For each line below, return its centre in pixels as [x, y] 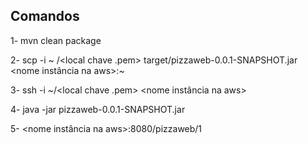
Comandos [45, 16]
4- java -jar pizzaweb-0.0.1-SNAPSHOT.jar [98, 109]
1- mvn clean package [56, 40]
